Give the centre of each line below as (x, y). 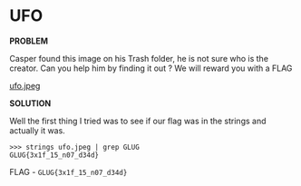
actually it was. (37, 130)
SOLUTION (30, 103)
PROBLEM (29, 41)
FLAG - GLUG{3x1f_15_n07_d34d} (68, 171)
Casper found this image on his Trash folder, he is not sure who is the (139, 58)
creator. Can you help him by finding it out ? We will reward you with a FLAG (151, 68)
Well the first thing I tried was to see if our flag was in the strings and (138, 121)
